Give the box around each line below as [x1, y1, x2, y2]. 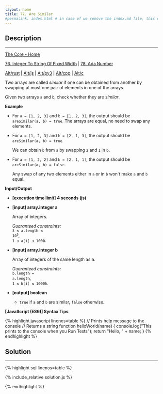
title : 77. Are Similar [5, 12, 53, 16]
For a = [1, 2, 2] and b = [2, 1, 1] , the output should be [12, 157, 130, 162]
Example [5, 104, 23, 110]
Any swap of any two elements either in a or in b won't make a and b [12, 171, 148, 177]
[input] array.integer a [12, 205, 58, 210]
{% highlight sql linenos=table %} [5, 365, 72, 371]
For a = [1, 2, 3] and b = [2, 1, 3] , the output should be [12, 133, 130, 139]
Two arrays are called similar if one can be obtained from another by [5, 79, 142, 85]
